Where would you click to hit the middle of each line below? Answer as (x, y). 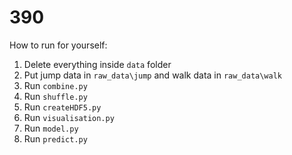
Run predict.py (55, 138)
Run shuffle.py (55, 96)
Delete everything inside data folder (97, 64)
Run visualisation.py (69, 117)
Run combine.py (55, 85)
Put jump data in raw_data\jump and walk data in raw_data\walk (153, 75)
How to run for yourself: (58, 45)
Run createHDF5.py (62, 107)
